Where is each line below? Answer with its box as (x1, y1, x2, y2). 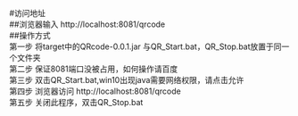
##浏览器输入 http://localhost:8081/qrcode (9, 19, 166, 29)
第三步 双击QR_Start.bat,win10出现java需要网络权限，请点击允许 (9, 75, 244, 85)
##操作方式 (9, 30, 51, 40)
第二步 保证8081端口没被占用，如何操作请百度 (9, 63, 178, 74)
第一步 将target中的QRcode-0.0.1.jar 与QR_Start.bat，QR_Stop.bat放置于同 (9, 41, 283, 52)
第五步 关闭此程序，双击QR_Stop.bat (9, 97, 144, 107)
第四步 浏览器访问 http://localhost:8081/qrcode (9, 86, 181, 96)
